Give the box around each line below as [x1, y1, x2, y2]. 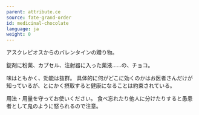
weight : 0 [6, 31, 31, 38]
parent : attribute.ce [6, 8, 61, 15]
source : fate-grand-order [6, 15, 71, 21]
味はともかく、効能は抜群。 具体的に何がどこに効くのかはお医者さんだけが [6, 74, 193, 82]
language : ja [6, 25, 39, 32]
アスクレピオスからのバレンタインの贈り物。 [6, 49, 118, 56]
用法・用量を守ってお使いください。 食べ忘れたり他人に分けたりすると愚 [6, 95, 188, 102]
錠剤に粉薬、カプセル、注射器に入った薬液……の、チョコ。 [6, 62, 154, 69]
